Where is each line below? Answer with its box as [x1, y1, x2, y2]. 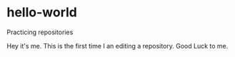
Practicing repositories [6, 28, 74, 36]
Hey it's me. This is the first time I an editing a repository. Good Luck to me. [6, 41, 229, 50]
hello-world [6, 4, 78, 21]
